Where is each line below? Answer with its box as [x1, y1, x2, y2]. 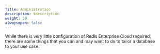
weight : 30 [5, 16, 27, 21]
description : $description [5, 11, 60, 16]
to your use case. [5, 43, 40, 49]
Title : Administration [5, 7, 51, 12]
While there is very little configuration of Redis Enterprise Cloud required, [5, 33, 151, 39]
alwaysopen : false [5, 20, 42, 25]
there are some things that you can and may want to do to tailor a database [5, 39, 155, 44]
